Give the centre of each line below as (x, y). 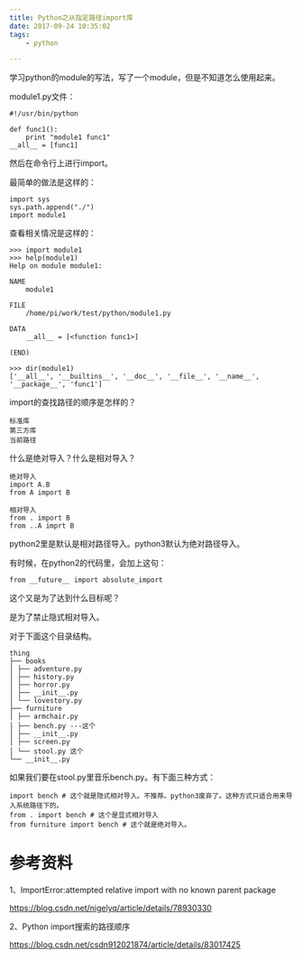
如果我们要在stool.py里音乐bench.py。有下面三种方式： (113, 778)
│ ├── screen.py (40, 742)
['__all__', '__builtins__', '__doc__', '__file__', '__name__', (134, 377)
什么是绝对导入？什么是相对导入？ (73, 458)
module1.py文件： (42, 97)
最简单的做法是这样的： (53, 182)
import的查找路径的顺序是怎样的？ (73, 402)
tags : (19, 34)
